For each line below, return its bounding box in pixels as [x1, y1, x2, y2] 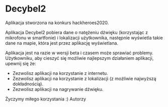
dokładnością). [12, 81, 44, 87]
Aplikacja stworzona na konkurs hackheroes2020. [5, 20, 109, 26]
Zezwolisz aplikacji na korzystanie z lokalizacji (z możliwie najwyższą [12, 75, 156, 81]
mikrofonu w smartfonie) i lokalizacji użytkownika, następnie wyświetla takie [5, 35, 163, 41]
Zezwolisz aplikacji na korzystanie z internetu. [12, 70, 108, 76]
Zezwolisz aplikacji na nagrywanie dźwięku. [12, 86, 104, 92]
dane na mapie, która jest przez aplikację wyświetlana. [5, 40, 119, 46]
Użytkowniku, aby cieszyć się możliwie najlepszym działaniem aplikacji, [5, 55, 154, 61]
